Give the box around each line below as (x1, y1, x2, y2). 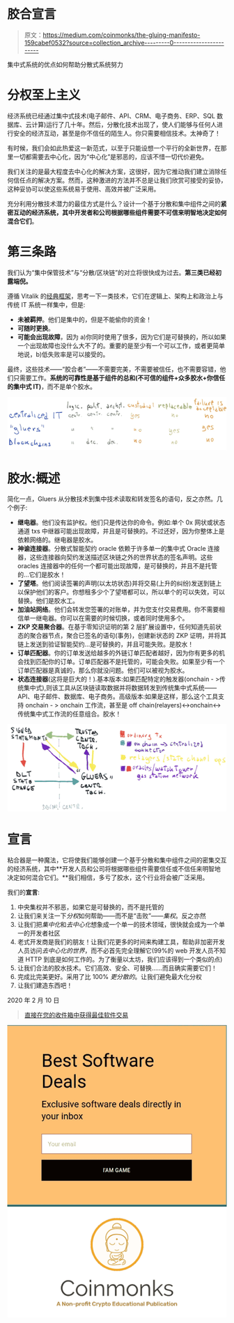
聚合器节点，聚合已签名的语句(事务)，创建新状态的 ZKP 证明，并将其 (29, 632, 227, 640)
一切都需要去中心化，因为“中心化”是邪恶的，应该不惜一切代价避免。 (13, 152, 208, 161)
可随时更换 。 (17, 324, 54, 332)
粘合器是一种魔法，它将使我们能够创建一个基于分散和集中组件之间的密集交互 (7, 856, 227, 864)
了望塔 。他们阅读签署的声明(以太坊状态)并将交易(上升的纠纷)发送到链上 (17, 579, 222, 588)
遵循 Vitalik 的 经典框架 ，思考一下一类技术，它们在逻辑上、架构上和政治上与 (7, 292, 224, 300)
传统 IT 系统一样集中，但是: (7, 300, 86, 308)
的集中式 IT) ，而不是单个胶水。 (7, 382, 96, 391)
